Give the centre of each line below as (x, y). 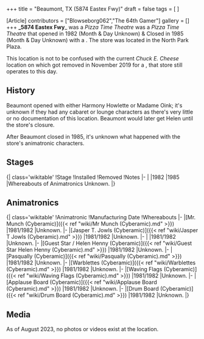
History (21, 91)
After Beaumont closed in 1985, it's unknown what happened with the (93, 136)
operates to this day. (32, 71)
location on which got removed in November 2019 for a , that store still (94, 65)
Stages (20, 162)
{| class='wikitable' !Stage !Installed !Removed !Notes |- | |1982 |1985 (93, 177)
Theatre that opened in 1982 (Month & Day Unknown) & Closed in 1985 (95, 34)
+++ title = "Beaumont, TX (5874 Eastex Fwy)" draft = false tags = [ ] (93, 9)
